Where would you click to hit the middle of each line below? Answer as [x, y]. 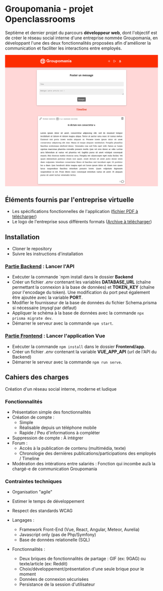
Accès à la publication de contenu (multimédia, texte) [73, 448]
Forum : [20, 443]
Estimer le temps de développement [48, 501]
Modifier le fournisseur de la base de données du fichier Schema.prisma [84, 303]
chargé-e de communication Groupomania [55, 469]
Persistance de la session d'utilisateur [57, 584]
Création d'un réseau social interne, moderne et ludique [61, 389]
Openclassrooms [40, 19]
